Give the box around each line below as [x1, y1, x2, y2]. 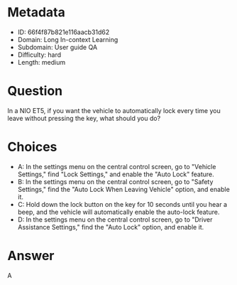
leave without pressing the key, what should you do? [7, 114, 161, 122]
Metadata [7, 4, 65, 21]
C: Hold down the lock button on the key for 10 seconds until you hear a [17, 200, 228, 208]
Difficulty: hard [17, 50, 62, 59]
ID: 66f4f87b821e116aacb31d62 [17, 28, 110, 36]
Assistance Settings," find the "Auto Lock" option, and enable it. [17, 222, 204, 231]
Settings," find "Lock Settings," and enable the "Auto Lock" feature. [17, 170, 214, 178]
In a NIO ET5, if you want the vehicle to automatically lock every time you [7, 106, 221, 114]
